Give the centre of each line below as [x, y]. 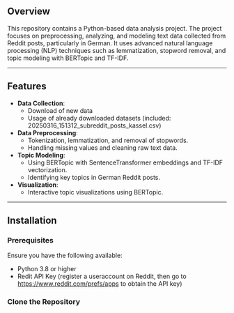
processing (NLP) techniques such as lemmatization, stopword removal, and [117, 50]
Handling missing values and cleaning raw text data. [102, 147]
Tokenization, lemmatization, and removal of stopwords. [108, 140]
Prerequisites [30, 240]
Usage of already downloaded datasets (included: [99, 118]
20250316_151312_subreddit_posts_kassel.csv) [94, 125]
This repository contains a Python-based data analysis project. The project [115, 28]
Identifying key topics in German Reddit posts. [94, 177]
